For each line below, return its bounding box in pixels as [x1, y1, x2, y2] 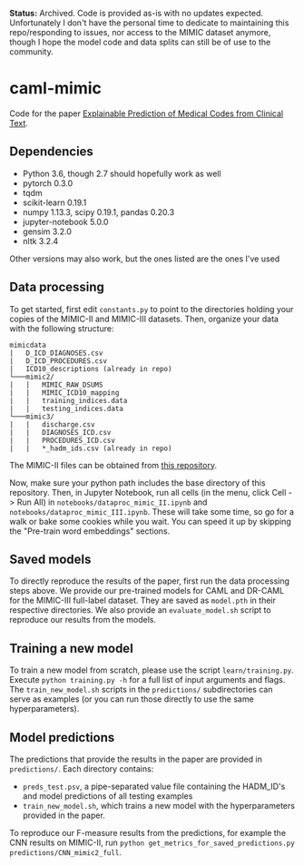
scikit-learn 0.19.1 [22, 197, 87, 208]
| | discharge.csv [9, 419, 95, 429]
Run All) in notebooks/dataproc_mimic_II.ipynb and [16, 497, 208, 507]
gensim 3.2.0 [22, 226, 73, 237]
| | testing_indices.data [9, 404, 124, 413]
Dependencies [9, 144, 93, 160]
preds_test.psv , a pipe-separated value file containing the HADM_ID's [22, 781, 286, 792]
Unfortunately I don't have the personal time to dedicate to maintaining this [9, 17, 289, 28]
